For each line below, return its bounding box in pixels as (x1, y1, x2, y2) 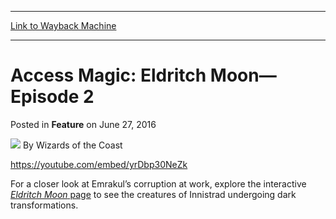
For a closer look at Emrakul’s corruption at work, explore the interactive (10, 177, 307, 190)
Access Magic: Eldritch (10, 64, 207, 87)
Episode (10, 86, 80, 108)
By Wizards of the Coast (22, 139, 123, 151)
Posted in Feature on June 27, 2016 (10, 118, 157, 130)
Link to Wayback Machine (10, 20, 117, 31)
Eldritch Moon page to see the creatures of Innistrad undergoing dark (10, 188, 297, 200)
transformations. (10, 199, 79, 211)
